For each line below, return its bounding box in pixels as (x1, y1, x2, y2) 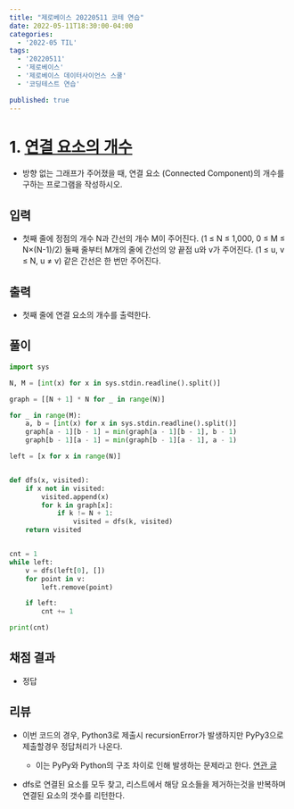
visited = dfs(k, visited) (72, 517, 174, 527)
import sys (9, 363, 50, 371)
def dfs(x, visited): (9, 475, 90, 485)
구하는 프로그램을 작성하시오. (21, 179, 123, 190)
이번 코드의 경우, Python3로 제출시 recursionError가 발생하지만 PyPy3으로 (21, 730, 284, 740)
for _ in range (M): (9, 411, 82, 420)
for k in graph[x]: (41, 501, 114, 510)
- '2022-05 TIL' (17, 38, 78, 47)
